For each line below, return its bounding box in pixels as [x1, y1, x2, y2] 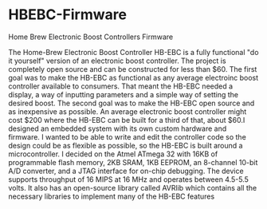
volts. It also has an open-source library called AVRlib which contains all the [8, 183, 257, 192]
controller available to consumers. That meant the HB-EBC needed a [8, 81, 234, 91]
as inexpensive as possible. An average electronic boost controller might [8, 106, 247, 116]
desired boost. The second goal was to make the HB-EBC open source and [8, 98, 255, 108]
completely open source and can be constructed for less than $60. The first [8, 64, 257, 73]
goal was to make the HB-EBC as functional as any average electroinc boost [8, 73, 259, 82]
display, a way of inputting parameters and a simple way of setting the [8, 89, 239, 99]
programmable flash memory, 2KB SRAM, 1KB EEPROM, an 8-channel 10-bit [8, 157, 258, 167]
